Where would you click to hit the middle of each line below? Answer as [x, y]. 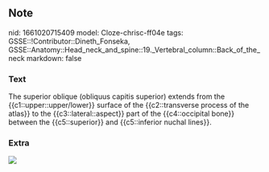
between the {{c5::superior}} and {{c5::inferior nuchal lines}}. [110, 122]
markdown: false [54, 58]
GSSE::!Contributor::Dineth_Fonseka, [69, 41]
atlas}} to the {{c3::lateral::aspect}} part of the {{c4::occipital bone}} [122, 114]
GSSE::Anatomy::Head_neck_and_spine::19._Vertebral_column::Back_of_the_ [134, 49]
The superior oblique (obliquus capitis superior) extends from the [117, 96]
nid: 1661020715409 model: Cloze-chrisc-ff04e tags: [96, 32]
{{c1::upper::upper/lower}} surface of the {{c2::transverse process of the [129, 105]
